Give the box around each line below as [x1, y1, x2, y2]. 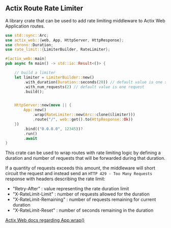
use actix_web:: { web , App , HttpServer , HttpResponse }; [5, 38, 124, 43]
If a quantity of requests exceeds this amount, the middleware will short [5, 165, 155, 171]
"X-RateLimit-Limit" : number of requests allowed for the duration [12, 191, 150, 197]
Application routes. [5, 23, 45, 29]
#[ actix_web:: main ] [5, 56, 47, 62]
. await [23, 136, 38, 141]
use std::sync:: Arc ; [5, 33, 49, 38]
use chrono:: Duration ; [5, 42, 53, 47]
